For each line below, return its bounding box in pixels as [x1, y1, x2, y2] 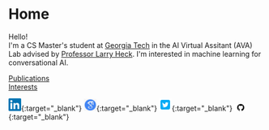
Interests [8, 82, 38, 92]
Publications [8, 73, 50, 83]
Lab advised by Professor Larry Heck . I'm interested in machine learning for [8, 49, 262, 58]
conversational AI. [8, 58, 69, 67]
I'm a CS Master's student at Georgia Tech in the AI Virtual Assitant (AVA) [8, 40, 253, 50]
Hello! [8, 32, 28, 41]
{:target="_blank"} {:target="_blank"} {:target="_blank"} [21, 103, 233, 113]
